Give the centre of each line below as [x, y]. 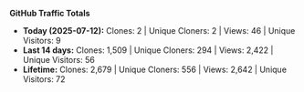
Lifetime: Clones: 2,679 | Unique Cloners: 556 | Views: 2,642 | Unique [155, 69]
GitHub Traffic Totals [50, 13]
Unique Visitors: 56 [59, 60]
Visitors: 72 [44, 79]
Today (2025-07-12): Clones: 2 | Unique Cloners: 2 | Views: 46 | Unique [159, 31]
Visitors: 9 [42, 41]
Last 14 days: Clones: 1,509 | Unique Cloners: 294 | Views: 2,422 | [148, 50]
